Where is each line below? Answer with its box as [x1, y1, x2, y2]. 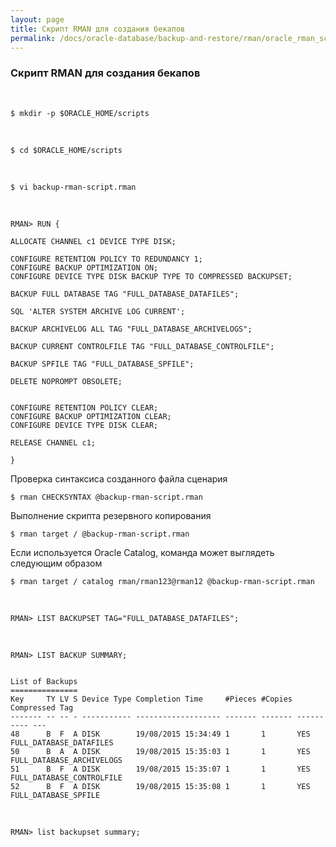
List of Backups [10, 676, 78, 686]
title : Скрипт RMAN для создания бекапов [10, 24, 186, 34]
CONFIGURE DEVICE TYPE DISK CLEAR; [10, 420, 159, 430]
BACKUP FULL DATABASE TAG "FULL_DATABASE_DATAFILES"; [10, 289, 240, 299]
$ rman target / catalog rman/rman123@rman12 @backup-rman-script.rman [10, 576, 315, 586]
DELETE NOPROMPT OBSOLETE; [10, 376, 123, 386]
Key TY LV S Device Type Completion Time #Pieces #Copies [10, 694, 293, 704]
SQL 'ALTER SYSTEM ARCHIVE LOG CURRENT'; [10, 306, 186, 316]
